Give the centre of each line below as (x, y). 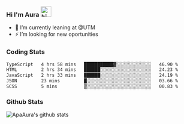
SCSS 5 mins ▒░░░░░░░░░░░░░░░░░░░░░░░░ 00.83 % (92, 86)
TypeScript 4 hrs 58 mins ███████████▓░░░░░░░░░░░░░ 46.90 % (92, 64)
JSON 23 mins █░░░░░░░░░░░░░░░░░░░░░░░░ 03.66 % (92, 81)
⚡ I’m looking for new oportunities (57, 34)
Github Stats (25, 101)
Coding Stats (25, 52)
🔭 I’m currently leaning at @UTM (55, 27)
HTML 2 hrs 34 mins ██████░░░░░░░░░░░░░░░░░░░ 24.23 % (92, 70)
